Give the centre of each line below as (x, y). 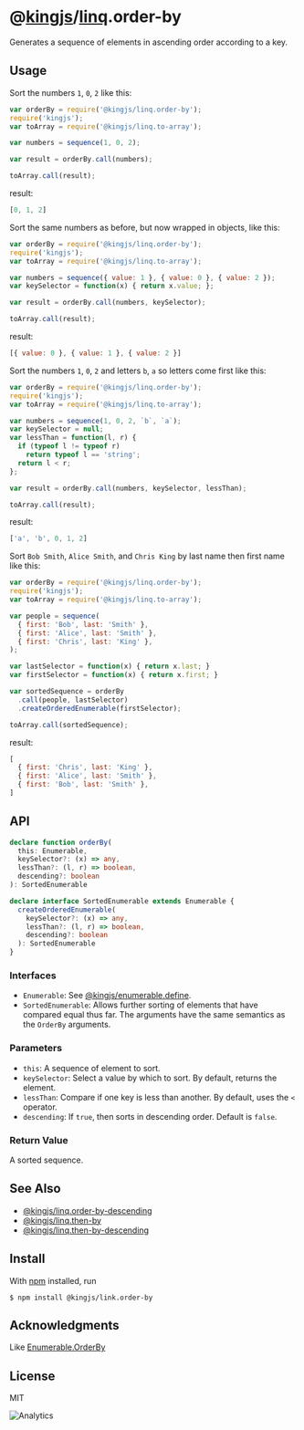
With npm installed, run (53, 1280)
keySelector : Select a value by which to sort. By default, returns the (150, 1078)
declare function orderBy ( (61, 842)
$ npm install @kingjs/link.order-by (81, 1298)
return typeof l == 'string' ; (84, 454)
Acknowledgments (65, 1325)
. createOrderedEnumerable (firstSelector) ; (100, 708)
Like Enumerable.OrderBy (58, 1347)
